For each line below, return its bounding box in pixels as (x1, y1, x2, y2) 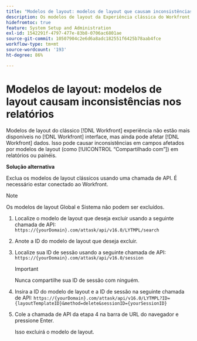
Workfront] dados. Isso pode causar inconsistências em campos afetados (6, 139, 185, 146)
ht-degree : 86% (6, 52, 43, 58)
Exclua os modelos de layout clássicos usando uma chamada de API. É (6, 174, 178, 182)
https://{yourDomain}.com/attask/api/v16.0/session (14, 255, 144, 261)
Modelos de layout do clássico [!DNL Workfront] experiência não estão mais (6, 127, 191, 134)
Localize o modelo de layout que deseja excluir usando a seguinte (14, 214, 174, 221)
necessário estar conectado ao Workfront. (6, 180, 108, 187)
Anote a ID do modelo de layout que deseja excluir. (14, 237, 138, 244)
